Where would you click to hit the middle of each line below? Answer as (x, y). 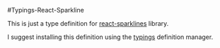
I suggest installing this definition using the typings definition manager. (110, 37)
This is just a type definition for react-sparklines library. (88, 23)
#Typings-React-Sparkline (46, 10)
